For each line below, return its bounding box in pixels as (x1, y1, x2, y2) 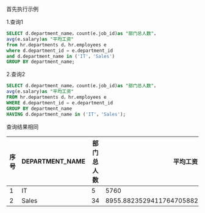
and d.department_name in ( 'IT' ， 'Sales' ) (6, 53, 115, 59)
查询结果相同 (6, 123, 38, 130)
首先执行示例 (6, 5, 38, 12)
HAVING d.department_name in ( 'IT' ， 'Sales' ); (6, 111, 126, 117)
